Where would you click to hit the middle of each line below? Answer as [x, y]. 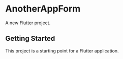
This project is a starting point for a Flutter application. [62, 50]
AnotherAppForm [43, 9]
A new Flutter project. [28, 23]
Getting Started [30, 39]
